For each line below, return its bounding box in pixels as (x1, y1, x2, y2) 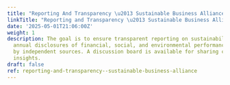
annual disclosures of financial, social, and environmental (13, 42, 192, 49)
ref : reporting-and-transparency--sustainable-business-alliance (7, 67, 197, 74)
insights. (13, 55, 41, 62)
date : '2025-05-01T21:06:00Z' (7, 23, 94, 29)
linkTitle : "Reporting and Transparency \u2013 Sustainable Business (7, 16, 210, 23)
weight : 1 (7, 29, 36, 36)
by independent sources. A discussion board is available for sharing (13, 49, 219, 56)
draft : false (7, 61, 44, 68)
